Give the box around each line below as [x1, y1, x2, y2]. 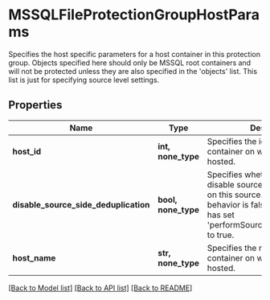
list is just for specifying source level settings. [8, 75, 160, 84]
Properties [8, 98, 63, 112]
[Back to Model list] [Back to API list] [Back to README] [8, 283, 193, 293]
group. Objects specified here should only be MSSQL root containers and [8, 58, 252, 68]
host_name [12, 252, 56, 263]
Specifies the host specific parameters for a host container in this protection [8, 49, 261, 59]
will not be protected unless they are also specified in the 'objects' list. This [8, 66, 258, 76]
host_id [12, 146, 42, 157]
